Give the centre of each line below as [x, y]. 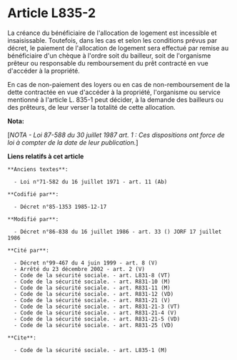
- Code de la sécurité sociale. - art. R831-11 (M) [92, 288]
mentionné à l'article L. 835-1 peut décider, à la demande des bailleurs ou [115, 99]
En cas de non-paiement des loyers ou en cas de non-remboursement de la [119, 84]
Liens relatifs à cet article [46, 156]
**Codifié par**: [33, 194]
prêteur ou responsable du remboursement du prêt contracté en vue [108, 63]
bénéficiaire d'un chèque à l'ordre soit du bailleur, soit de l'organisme [109, 56]
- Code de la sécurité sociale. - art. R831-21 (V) [92, 300]
